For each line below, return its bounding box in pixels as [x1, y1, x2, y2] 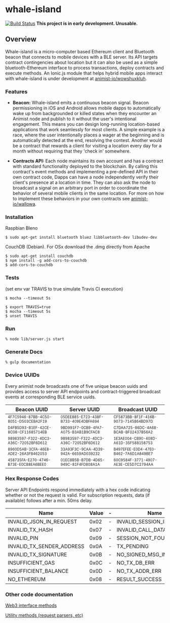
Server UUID [69, 406, 100, 413]
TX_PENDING [116, 542, 149, 549]
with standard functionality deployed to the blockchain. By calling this [12, 163, 158, 169]
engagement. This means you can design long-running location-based [12, 121, 160, 127]
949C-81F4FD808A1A [60, 462, 100, 467]
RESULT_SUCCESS [116, 575, 162, 582]
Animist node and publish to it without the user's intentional [12, 116, 137, 122]
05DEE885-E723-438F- [60, 414, 104, 419]
